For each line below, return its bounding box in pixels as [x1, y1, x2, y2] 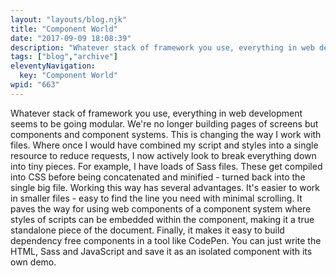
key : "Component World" [19, 71, 118, 81]
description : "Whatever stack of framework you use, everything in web [10, 42, 315, 53]
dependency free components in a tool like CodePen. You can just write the [10, 234, 322, 246]
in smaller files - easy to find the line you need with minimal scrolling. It [10, 192, 303, 204]
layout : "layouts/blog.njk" [10, 14, 128, 25]
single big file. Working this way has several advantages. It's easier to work [10, 181, 320, 193]
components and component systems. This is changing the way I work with [10, 128, 322, 140]
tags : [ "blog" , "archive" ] [10, 52, 118, 62]
